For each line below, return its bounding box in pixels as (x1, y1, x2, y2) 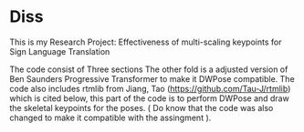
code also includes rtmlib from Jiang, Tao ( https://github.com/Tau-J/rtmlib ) (9, 83, 291, 94)
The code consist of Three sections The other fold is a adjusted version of (9, 64, 288, 75)
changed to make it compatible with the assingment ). (9, 112, 212, 123)
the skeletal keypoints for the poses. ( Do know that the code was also (9, 102, 274, 113)
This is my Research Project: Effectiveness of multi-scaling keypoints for (9, 36, 282, 47)
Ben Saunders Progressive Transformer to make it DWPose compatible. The (9, 73, 295, 84)
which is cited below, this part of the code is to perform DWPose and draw (9, 93, 289, 104)
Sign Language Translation (9, 46, 110, 56)
